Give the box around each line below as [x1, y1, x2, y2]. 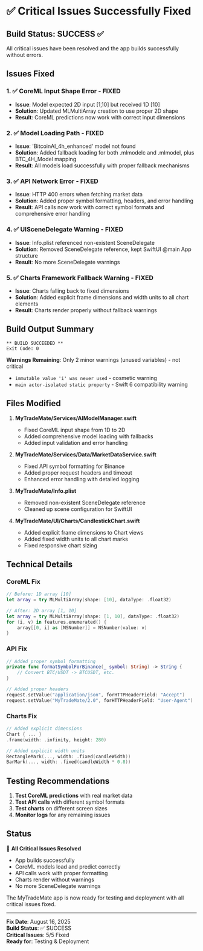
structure [14, 252, 38, 259]
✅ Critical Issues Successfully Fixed [6, 4, 192, 18]
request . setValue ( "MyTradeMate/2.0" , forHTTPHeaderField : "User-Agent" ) [6, 697, 193, 704]
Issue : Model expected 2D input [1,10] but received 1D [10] [14, 101, 160, 108]
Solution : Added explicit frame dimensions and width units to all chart [14, 293, 189, 301]
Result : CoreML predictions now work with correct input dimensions [14, 113, 185, 121]
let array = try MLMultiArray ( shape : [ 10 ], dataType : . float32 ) [6, 597, 172, 603]
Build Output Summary [6, 324, 94, 335]
